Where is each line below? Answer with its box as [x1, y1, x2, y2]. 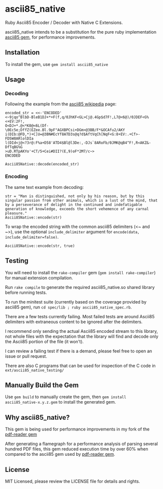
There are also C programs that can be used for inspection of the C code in [5, 363, 156, 368]
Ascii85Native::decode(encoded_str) [5, 162, 79, 167]
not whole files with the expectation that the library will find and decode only [5, 333, 159, 339]
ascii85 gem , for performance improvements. [5, 34, 96, 40]
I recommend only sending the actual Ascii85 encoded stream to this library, [5, 328, 158, 334]
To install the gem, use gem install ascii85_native [5, 61, 109, 67]
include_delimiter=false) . [5, 234, 59, 240]
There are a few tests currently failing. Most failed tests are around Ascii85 [5, 313, 155, 319]
